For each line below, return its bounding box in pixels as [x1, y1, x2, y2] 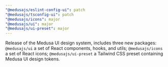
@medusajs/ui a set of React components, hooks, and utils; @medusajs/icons [5, 45, 163, 51]
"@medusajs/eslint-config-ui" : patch [5, 7, 86, 13]
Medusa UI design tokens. [5, 56, 60, 62]
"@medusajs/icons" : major [5, 17, 60, 22]
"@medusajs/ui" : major [5, 21, 53, 27]
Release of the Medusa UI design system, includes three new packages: [5, 40, 157, 46]
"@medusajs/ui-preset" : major [5, 26, 70, 31]
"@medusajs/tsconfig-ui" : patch [5, 12, 74, 17]
